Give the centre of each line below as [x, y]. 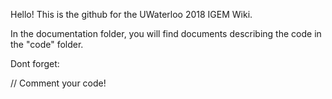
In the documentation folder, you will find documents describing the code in [166, 33]
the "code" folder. [47, 44]
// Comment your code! [58, 83]
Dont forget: [35, 63]
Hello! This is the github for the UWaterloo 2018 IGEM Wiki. [131, 14]
